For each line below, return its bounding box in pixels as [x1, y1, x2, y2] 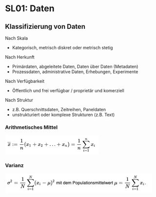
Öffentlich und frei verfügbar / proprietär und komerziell [12, 88, 124, 93]
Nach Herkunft [5, 54, 35, 60]
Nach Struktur [5, 97, 33, 103]
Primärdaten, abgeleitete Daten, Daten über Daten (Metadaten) [12, 64, 138, 69]
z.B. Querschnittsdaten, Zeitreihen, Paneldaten [12, 107, 106, 112]
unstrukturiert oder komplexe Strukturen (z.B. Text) [12, 112, 115, 118]
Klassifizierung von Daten [5, 22, 86, 31]
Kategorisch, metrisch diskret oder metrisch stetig [12, 45, 113, 50]
